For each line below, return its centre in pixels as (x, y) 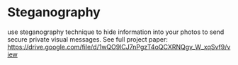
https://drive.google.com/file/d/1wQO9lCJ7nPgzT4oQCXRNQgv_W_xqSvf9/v (119, 47)
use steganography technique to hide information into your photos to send (116, 32)
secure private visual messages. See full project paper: (87, 39)
